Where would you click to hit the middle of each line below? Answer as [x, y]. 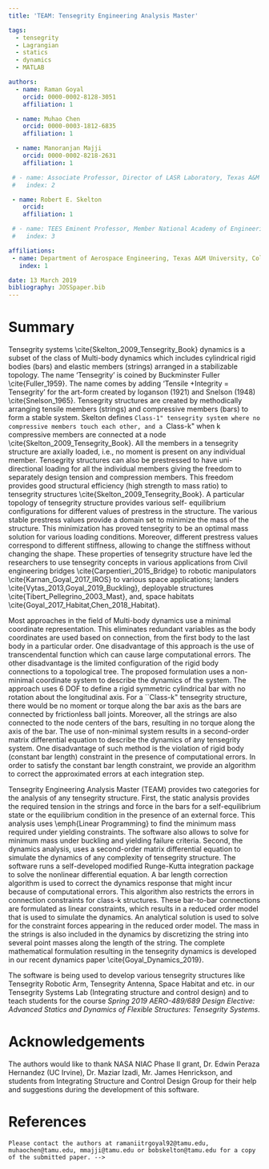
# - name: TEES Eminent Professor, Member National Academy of [119, 229]
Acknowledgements [77, 1042]
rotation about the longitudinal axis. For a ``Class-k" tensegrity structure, [128, 698]
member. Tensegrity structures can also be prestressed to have [113, 460]
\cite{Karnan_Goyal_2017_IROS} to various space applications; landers [124, 580]
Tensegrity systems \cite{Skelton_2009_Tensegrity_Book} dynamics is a [127, 350]
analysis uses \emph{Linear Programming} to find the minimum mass [122, 823]
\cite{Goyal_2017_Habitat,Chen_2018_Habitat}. [84, 605]
